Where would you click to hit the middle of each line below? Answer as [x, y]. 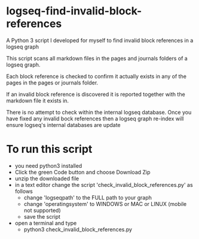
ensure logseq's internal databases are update [63, 125]
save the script [42, 216]
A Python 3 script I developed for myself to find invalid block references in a [100, 40]
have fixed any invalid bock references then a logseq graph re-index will [95, 119]
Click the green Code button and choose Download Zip [82, 172]
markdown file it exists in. [38, 101]
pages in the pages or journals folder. [52, 83]
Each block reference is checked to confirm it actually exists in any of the [97, 76]
